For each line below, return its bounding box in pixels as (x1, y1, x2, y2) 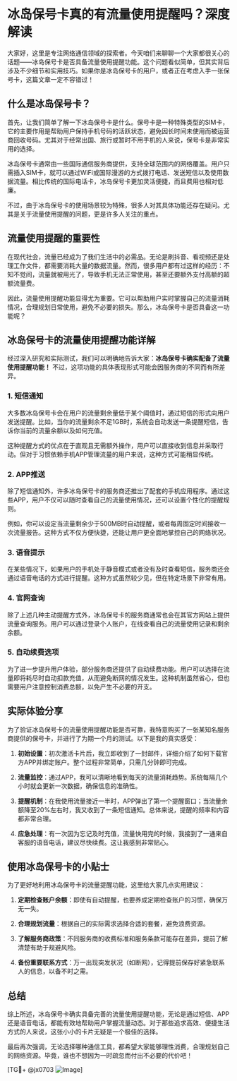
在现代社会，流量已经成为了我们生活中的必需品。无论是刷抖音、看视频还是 (7, 252, 224, 261)
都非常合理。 (17, 814, 55, 823)
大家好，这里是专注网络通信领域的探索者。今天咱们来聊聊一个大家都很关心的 (7, 49, 230, 57)
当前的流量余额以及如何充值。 (19, 426, 107, 435)
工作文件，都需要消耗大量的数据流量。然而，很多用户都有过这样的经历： (13, 261, 224, 270)
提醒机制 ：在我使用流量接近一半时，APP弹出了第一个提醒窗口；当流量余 (17, 797, 228, 805)
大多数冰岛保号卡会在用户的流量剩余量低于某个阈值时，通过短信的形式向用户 (7, 409, 230, 417)
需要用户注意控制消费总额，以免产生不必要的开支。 (7, 682, 156, 691)
